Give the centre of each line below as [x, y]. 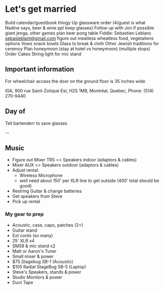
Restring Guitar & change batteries [47, 191]
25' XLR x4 [23, 240]
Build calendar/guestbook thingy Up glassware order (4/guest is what [75, 23]
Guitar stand [25, 230]
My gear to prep [24, 214]
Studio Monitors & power [37, 277]
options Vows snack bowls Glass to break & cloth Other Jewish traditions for [82, 43]
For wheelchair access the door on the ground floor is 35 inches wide [75, 81]
